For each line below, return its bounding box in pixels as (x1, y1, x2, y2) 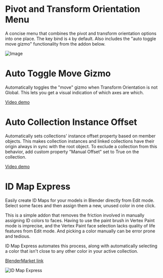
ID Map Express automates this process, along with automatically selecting (5, 243, 158, 249)
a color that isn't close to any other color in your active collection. (5, 248, 138, 254)
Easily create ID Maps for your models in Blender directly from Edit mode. (5, 197, 155, 203)
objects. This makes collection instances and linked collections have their (5, 138, 155, 144)
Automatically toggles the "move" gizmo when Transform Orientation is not (5, 84, 158, 90)
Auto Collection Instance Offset (5, 116, 137, 128)
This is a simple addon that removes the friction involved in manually (5, 212, 145, 218)
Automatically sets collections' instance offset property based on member (5, 133, 156, 139)
